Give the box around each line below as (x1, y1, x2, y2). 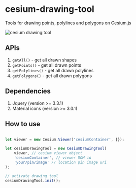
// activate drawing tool (5, 173, 58, 179)
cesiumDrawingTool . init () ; (5, 178, 61, 183)
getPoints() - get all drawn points (12, 62, 81, 68)
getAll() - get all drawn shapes (12, 57, 77, 63)
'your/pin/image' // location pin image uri (14, 160, 107, 165)
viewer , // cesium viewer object (14, 151, 83, 156)
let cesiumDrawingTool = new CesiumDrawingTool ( (5, 146, 107, 151)
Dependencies (5, 87, 51, 95)
